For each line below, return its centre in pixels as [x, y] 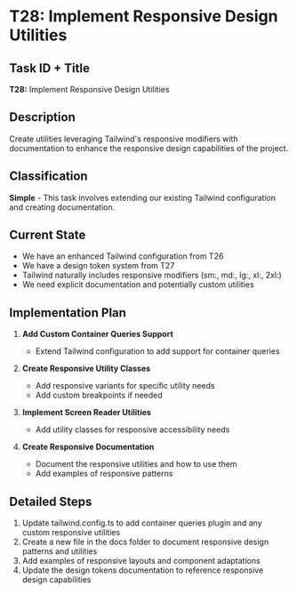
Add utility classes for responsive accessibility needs [132, 429]
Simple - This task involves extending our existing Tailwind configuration [143, 197]
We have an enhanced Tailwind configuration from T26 [123, 256]
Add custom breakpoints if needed [99, 395]
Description [42, 117]
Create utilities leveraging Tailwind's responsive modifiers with [124, 139]
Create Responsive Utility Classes [86, 369]
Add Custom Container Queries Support [97, 334]
